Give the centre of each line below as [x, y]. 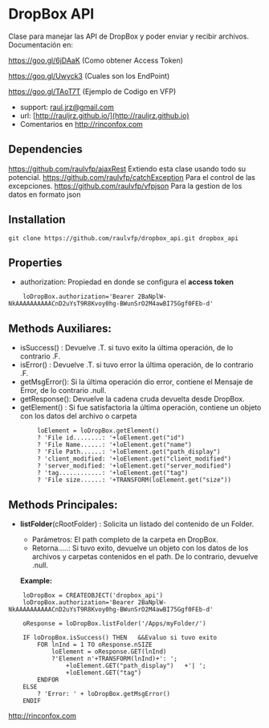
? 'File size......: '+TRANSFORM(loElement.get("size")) [134, 480]
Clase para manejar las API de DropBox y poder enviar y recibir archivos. [128, 36]
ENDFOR [48, 680]
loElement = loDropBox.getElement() [98, 431]
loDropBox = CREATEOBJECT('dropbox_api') [93, 595]
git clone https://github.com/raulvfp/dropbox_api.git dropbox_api [124, 238]
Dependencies [45, 149]
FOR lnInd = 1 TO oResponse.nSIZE [95, 644]
